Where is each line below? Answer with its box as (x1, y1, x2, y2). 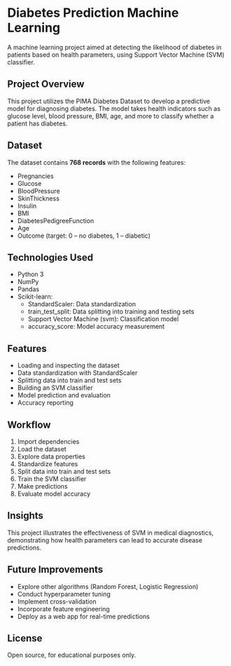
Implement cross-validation (17, 597, 97, 606)
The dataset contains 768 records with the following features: (7, 158, 186, 166)
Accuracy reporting (17, 398, 73, 407)
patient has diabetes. (7, 119, 68, 128)
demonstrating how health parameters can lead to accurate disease (7, 536, 203, 544)
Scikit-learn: (17, 292, 53, 301)
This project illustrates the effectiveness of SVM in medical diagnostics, (7, 528, 214, 537)
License (7, 632, 43, 644)
